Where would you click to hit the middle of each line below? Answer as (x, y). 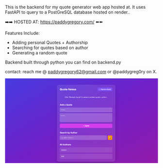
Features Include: (22, 33)
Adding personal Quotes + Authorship (50, 42)
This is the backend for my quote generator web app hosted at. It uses (75, 7)
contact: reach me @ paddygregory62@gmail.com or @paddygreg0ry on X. (81, 72)
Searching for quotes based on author (50, 48)
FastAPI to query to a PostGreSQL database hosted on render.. (67, 12)
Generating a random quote (40, 53)
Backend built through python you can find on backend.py (63, 62)
